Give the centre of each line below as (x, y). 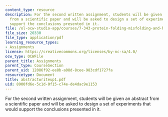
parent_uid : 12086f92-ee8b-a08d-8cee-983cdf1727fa (59, 70)
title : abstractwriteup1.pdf (35, 79)
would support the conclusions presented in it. (53, 109)
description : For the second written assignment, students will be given (84, 14)
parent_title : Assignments (33, 61)
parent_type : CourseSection (34, 65)
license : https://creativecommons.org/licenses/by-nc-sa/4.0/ (71, 51)
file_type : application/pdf (34, 38)
